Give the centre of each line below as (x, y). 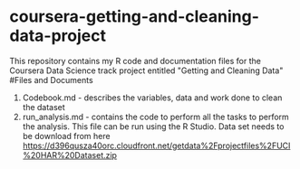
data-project (58, 36)
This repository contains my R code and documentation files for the (135, 61)
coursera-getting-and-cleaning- (135, 17)
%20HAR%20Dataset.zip (70, 155)
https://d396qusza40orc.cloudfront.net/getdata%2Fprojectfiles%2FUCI (156, 146)
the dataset (44, 107)
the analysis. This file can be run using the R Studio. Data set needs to (153, 126)
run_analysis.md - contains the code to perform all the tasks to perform (156, 117)
